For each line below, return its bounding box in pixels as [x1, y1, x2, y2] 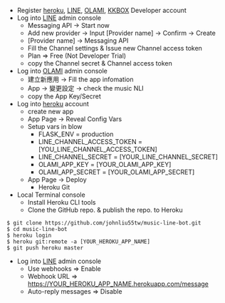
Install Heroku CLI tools [27, 198, 96, 206]
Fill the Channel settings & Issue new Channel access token [27, 44, 202, 52]
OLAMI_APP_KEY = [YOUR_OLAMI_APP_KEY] [38, 160, 172, 168]
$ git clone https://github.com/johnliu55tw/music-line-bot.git [6, 220, 202, 227]
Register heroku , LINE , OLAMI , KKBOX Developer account [16, 6, 187, 14]
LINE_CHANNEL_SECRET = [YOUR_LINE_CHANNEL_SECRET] [38, 153, 219, 161]
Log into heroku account [16, 100, 90, 108]
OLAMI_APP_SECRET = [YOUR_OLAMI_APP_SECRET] [38, 168, 195, 176]
